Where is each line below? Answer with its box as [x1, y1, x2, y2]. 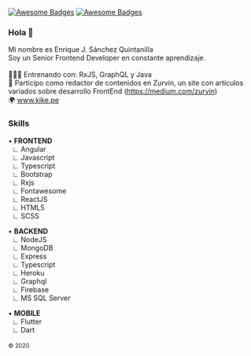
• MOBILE [8, 308, 41, 317]
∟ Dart [11, 325, 35, 334]
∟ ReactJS [11, 194, 49, 204]
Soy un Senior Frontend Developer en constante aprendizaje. [8, 53, 206, 63]
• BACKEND [8, 226, 49, 236]
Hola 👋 [8, 27, 34, 38]
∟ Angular [11, 144, 46, 153]
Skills [8, 118, 30, 129]
